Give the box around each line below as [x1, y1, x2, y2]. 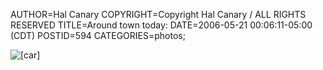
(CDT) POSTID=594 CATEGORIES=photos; [10, 30, 186, 41]
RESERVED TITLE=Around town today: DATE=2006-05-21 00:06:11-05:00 [10, 19, 313, 31]
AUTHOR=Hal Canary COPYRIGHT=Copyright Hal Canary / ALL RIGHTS [10, 9, 307, 20]
